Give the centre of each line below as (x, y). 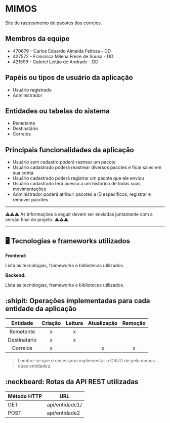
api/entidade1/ (65, 404)
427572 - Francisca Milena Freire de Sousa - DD (63, 56)
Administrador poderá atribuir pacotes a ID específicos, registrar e (82, 194)
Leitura (74, 323)
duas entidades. (34, 366)
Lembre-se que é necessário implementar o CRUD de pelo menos (86, 360)
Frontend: (16, 256)
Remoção (134, 323)
